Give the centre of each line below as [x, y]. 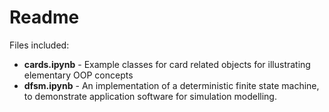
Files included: [39, 45]
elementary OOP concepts [78, 75]
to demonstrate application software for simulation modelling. [150, 96]
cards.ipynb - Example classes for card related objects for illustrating [167, 64]
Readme [44, 17]
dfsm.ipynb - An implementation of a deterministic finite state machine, [171, 85]
